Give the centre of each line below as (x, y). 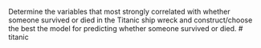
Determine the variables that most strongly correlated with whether (119, 12)
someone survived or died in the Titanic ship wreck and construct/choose (130, 20)
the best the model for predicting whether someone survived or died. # (126, 28)
